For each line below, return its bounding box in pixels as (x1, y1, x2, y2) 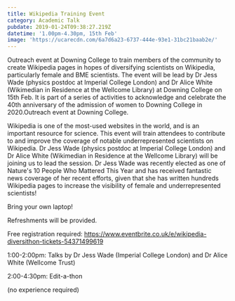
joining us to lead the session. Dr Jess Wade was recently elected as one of (7, 159, 226, 167)
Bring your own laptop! (7, 203, 74, 211)
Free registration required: (7, 230, 83, 238)
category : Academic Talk (7, 17, 80, 24)
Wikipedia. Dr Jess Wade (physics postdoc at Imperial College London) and (7, 144, 226, 153)
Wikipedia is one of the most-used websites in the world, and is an (7, 122, 200, 130)
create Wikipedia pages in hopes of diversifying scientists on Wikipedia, (7, 63, 215, 72)
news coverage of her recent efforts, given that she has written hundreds (7, 174, 219, 183)
